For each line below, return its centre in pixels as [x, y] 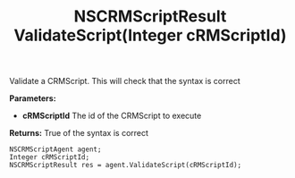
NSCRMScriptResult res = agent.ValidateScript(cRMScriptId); [126, 165]
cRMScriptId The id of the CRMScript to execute [112, 116]
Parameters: [33, 98]
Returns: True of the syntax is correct [79, 133]
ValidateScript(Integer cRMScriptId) [150, 35]
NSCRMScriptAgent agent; [55, 149]
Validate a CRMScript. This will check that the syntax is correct [125, 81]
